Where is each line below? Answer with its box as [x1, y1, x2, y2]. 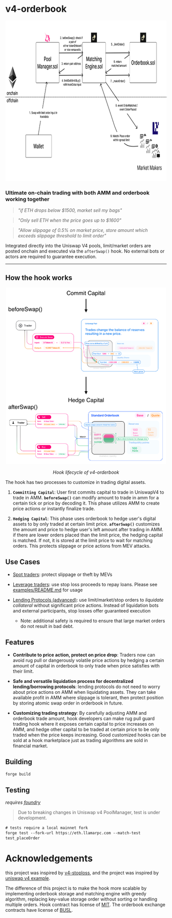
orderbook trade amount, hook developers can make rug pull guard [12, 715, 155, 722]
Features [5, 638, 34, 647]
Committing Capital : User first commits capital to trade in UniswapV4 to [12, 489, 164, 495]
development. [17, 815, 47, 821]
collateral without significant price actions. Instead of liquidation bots [12, 602, 159, 608]
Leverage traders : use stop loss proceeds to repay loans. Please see [12, 581, 158, 587]
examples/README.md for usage [12, 587, 83, 593]
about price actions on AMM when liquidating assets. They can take [12, 689, 156, 695]
